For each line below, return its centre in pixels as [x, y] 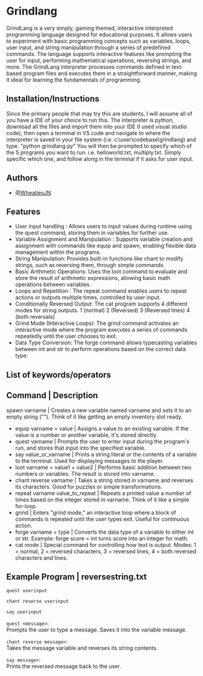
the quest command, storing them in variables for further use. [92, 233]
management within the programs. [58, 252]
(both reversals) [35, 317]
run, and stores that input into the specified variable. [80, 448]
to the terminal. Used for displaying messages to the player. [89, 461]
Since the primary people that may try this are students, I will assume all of [99, 113]
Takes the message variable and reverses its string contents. [82, 648]
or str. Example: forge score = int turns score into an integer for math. [102, 538]
